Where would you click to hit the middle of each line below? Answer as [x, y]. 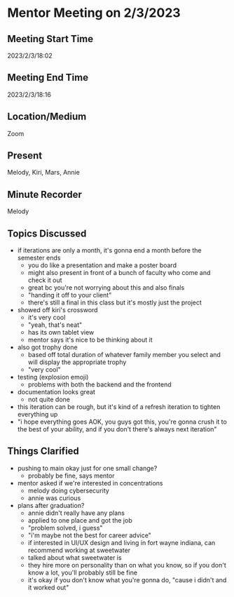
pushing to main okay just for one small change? [87, 468]
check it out [45, 280]
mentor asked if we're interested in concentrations [90, 483]
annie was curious [54, 498]
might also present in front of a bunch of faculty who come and [119, 273]
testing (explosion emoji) [53, 377]
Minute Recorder [44, 194]
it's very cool [47, 318]
